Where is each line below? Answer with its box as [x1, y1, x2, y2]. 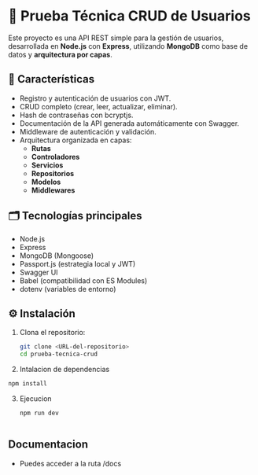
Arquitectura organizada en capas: [19, 135, 132, 145]
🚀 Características [8, 72, 95, 86]
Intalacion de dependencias [19, 365, 110, 374]
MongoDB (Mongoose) [19, 251, 94, 260]
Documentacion [8, 438, 89, 451]
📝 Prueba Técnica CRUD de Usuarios [8, 7, 252, 25]
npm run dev [19, 409, 59, 417]
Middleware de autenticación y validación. [19, 127, 157, 136]
